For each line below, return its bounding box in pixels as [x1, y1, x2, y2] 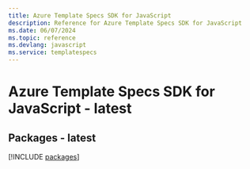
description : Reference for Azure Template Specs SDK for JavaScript [8, 19, 243, 27]
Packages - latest [8, 131, 97, 144]
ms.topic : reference [8, 33, 77, 42]
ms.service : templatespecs [8, 48, 97, 56]
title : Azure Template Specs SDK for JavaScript [8, 11, 172, 20]
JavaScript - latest [8, 100, 132, 117]
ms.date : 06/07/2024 [8, 26, 77, 34]
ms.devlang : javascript [8, 41, 87, 49]
